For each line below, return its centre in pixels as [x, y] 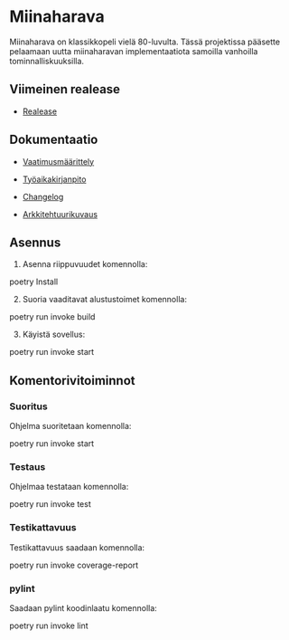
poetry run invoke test [51, 504]
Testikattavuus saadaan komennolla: [77, 547]
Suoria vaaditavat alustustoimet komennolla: [105, 300]
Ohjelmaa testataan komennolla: [69, 487]
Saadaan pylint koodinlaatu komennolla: [84, 607]
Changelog [43, 196]
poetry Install [34, 282]
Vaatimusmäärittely [58, 161]
